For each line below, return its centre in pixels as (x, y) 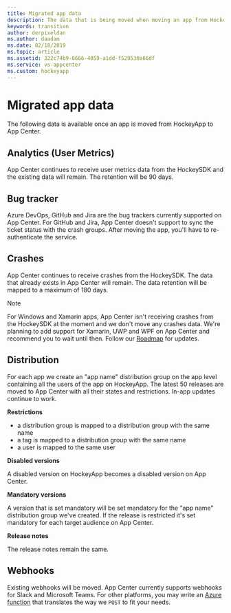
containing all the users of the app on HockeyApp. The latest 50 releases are (115, 384)
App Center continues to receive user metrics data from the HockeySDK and (115, 170)
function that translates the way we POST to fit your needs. (89, 602)
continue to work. (32, 398)
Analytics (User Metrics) (61, 153)
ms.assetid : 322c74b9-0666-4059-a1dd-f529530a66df (81, 58)
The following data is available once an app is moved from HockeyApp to (110, 124)
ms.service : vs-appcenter (44, 65)
